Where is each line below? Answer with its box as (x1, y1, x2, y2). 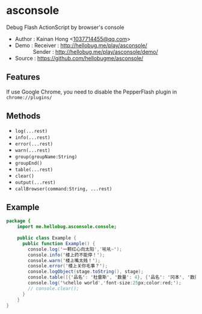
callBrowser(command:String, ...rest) (14, 185, 112, 192)
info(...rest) (14, 134, 50, 141)
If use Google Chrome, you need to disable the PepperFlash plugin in (6, 88, 177, 95)
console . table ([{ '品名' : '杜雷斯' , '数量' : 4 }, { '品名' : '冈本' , (28, 274, 185, 281)
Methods (6, 111, 41, 121)
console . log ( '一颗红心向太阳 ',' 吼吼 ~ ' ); (28, 246, 122, 252)
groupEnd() (14, 160, 43, 166)
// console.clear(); (28, 285, 79, 292)
